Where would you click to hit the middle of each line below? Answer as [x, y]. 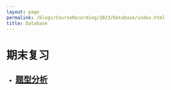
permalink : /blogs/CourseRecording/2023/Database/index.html [86, 18]
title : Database [27, 23]
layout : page [23, 12]
